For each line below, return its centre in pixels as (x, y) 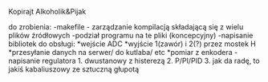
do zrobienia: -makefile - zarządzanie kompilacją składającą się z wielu (126, 27)
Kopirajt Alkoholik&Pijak (47, 12)
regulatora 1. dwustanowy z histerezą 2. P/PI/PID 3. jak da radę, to (151, 61)
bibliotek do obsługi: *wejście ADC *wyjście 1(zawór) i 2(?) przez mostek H (132, 44)
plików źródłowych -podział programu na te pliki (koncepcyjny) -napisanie (131, 35)
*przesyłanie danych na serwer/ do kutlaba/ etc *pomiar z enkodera (120, 52)
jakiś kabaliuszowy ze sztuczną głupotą (74, 69)
